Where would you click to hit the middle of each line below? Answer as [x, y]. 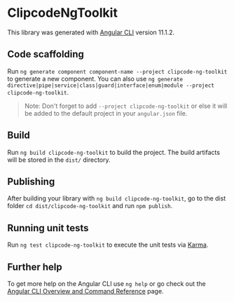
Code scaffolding [46, 54]
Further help [35, 267]
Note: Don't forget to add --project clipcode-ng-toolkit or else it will [126, 106]
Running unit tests [48, 228]
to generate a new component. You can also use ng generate [95, 78]
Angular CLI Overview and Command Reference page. [85, 291]
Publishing [31, 181]
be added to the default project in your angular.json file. [106, 113]
